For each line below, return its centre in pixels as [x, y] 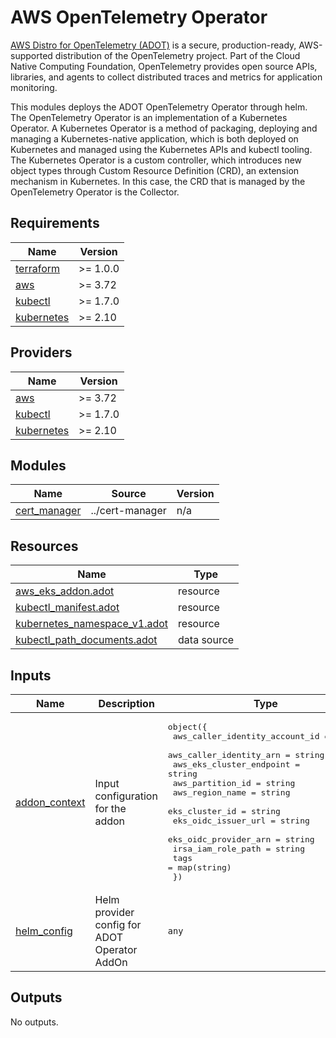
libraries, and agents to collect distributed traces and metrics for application [166, 77]
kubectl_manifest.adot [67, 608]
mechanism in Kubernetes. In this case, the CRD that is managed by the [158, 181]
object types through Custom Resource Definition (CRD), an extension [155, 170]
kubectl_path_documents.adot [86, 640]
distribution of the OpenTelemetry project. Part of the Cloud [177, 55]
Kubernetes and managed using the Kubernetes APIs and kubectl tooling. [161, 149]
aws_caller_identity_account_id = [251, 736]
